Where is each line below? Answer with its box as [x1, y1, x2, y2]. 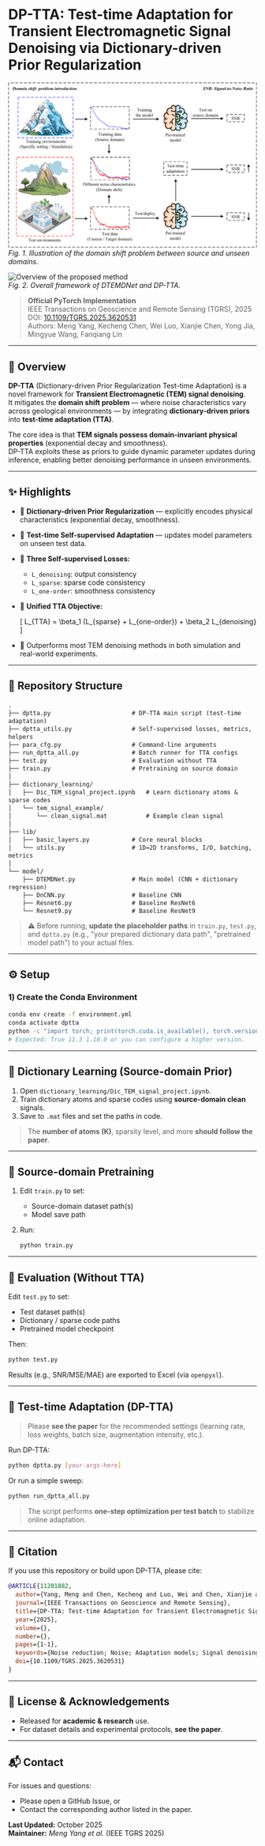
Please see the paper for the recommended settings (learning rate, [27, 1421, 246, 1431]
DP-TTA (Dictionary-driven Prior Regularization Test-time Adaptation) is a [8, 381, 247, 390]
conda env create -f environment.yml [8, 1010, 132, 1018]
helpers [8, 733, 34, 741]
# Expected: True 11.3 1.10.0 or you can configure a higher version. [8, 1035, 245, 1044]
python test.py [8, 1355, 58, 1364]
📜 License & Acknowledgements [8, 1695, 170, 1708]
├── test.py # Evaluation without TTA [8, 756, 217, 764]
